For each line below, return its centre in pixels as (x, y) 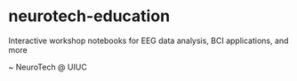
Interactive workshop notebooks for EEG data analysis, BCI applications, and (148, 40)
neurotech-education (89, 16)
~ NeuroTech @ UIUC (48, 67)
